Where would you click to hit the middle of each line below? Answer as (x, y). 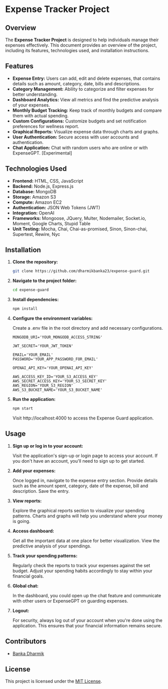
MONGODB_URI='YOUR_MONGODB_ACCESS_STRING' (57, 337)
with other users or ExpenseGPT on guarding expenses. (70, 601)
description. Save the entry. (41, 491)
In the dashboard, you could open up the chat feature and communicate (87, 595)
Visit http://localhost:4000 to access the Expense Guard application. (83, 418)
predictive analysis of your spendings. (52, 546)
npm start (23, 408)
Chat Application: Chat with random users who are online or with (80, 148)
